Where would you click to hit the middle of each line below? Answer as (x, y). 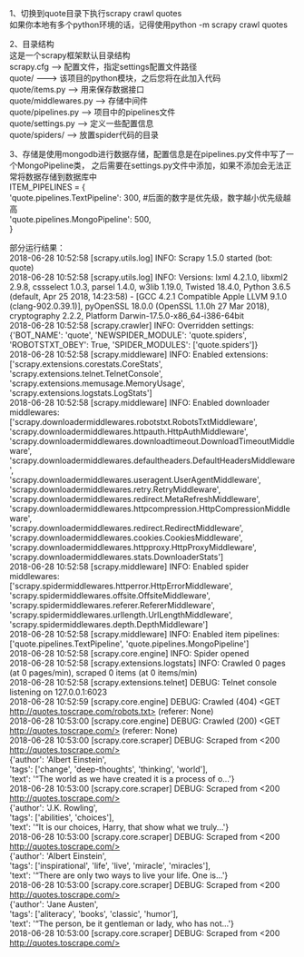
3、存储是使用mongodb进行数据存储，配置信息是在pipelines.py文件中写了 (148, 154)
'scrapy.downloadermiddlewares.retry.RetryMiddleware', (115, 489)
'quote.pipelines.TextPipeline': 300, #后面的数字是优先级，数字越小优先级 (147, 197)
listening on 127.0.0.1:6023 (58, 692)
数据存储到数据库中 (61, 177)
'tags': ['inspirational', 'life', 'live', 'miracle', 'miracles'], (110, 866)
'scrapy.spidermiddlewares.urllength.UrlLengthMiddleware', (121, 615)
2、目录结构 (32, 44)
